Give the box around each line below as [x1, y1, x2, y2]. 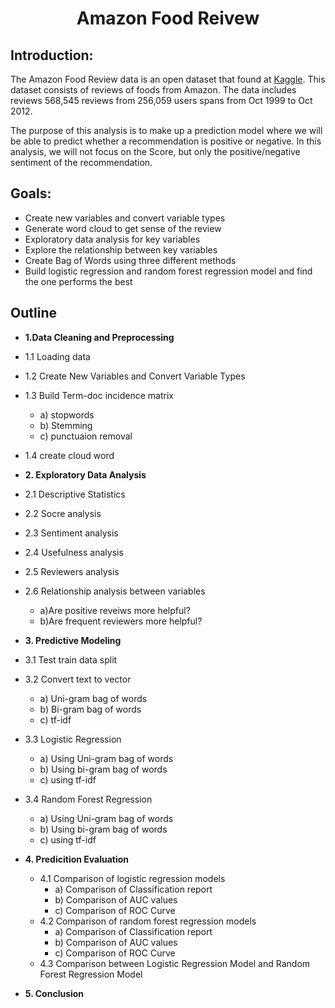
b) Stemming [39, 419, 93, 431]
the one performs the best [24, 275, 133, 287]
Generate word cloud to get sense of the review [24, 222, 222, 234]
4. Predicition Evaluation [24, 853, 130, 865]
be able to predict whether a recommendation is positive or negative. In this [10, 135, 322, 147]
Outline [10, 305, 57, 322]
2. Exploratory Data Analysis [24, 468, 147, 481]
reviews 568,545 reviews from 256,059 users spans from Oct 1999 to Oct [10, 95, 313, 106]
